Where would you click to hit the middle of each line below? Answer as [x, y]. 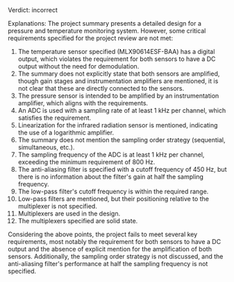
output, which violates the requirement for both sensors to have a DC [117, 59]
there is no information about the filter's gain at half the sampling [111, 177]
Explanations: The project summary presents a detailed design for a [105, 23]
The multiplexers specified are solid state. [78, 221]
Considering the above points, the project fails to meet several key [103, 234]
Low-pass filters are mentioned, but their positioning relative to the [113, 199]
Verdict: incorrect [33, 10]
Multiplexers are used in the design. [69, 213]
